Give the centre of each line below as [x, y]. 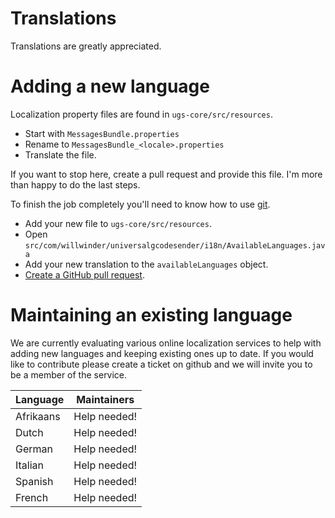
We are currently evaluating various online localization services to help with [166, 343]
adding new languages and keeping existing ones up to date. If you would [162, 353]
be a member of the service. [69, 374]
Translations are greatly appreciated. [86, 46]
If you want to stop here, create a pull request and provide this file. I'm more [166, 174]
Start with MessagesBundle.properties [102, 133]
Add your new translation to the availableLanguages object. [146, 264]
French [32, 497]
